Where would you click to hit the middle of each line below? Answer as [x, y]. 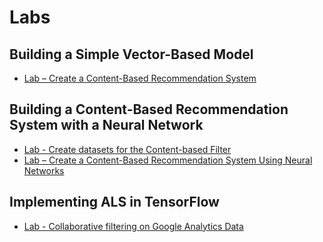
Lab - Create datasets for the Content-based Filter [127, 149]
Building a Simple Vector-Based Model [131, 54]
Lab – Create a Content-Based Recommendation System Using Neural [168, 160]
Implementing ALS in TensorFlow [114, 202]
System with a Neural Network [106, 125]
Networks [44, 170]
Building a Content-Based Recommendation [149, 109]
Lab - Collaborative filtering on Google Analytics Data [133, 226]
